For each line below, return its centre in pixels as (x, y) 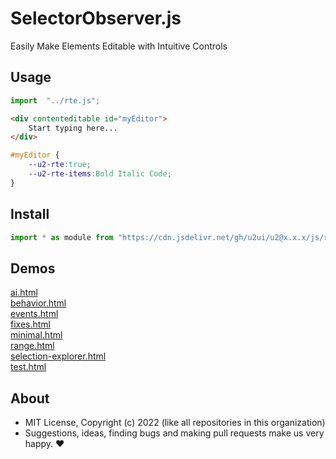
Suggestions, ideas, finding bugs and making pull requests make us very (174, 433)
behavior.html (38, 303)
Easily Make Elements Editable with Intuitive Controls (119, 46)
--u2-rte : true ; (60, 165)
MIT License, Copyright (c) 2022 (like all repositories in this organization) (175, 423)
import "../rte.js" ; (55, 100)
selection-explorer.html (58, 356)
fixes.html (30, 324)
